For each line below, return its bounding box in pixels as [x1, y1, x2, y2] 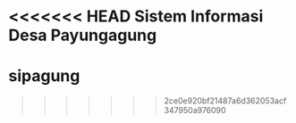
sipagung [8, 66, 80, 86]
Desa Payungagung [8, 25, 157, 45]
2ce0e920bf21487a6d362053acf [164, 95, 287, 106]
